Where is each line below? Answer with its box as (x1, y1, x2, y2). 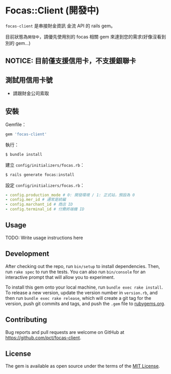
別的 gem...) (5, 40, 31, 46)
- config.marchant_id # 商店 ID (5, 202, 73, 207)
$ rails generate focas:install (5, 172, 74, 177)
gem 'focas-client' (5, 132, 47, 137)
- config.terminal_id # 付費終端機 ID (5, 207, 85, 212)
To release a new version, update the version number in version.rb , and (5, 289, 158, 296)
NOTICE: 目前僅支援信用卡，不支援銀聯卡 (5, 57, 136, 65)
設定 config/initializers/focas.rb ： (5, 182, 85, 188)
